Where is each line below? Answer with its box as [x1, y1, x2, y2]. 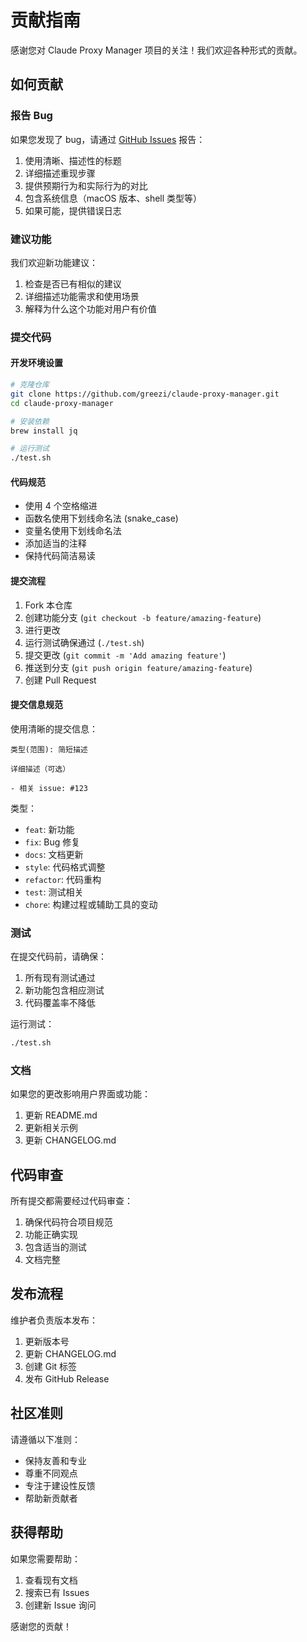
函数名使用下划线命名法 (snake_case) [24, 512, 179, 525]
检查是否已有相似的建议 [24, 277, 122, 290]
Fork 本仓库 [24, 599, 73, 611]
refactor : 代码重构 [24, 873, 102, 885]
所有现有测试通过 [24, 972, 96, 984]
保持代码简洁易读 [24, 550, 96, 562]
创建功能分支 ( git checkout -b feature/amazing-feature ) [24, 611, 262, 623]
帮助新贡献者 [24, 1492, 78, 1504]
